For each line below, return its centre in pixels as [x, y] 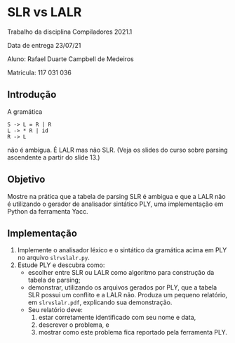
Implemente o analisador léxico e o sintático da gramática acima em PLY [122, 250]
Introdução [32, 95]
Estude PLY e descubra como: [61, 265]
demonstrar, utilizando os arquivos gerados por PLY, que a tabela [122, 287]
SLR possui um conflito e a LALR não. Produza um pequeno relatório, [128, 295]
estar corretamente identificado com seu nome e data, [117, 318]
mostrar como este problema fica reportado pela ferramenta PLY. [133, 332]
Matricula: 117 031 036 [39, 72]
